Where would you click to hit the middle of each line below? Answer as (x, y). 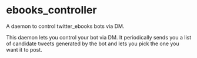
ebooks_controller (51, 10)
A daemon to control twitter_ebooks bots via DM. (65, 26)
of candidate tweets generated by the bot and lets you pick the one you (93, 43)
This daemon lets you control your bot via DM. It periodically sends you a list (99, 37)
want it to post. (24, 49)
